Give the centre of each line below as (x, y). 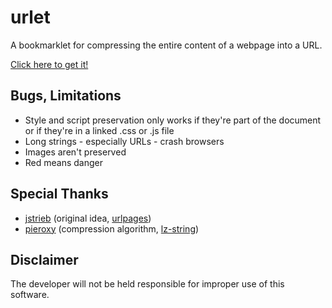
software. (30, 295)
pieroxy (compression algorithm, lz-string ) (112, 228)
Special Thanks (59, 194)
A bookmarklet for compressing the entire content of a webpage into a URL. (166, 45)
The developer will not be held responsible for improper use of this (147, 284)
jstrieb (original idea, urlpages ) (88, 218)
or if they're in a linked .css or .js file (99, 130)
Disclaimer (44, 259)
